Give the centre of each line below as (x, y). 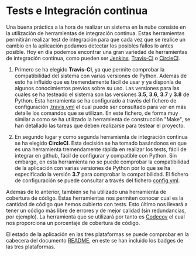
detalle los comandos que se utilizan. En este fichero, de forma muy (96, 113)
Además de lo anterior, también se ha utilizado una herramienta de (86, 192)
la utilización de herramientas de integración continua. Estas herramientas (95, 33)
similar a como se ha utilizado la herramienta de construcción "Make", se (102, 119)
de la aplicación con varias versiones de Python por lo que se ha (92, 168)
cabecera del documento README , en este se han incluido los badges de (94, 240)
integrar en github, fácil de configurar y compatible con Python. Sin (96, 155)
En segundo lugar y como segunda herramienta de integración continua (101, 136)
